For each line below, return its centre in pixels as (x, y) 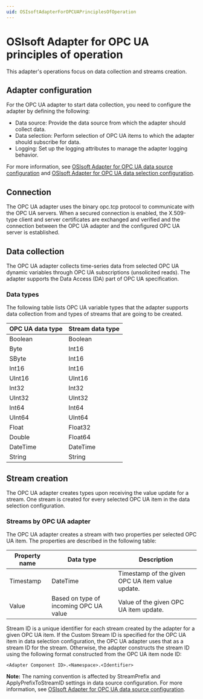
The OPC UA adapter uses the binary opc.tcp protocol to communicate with (100, 207)
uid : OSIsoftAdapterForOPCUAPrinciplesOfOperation (71, 12)
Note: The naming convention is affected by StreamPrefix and (83, 677)
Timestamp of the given (152, 573)
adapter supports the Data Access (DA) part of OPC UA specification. (93, 279)
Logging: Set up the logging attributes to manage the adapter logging (101, 149)
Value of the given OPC (151, 602)
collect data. (31, 129)
